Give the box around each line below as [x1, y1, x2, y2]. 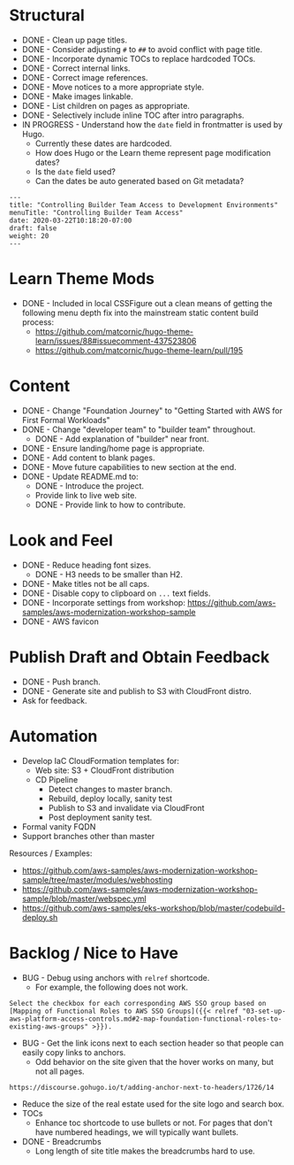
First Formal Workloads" [21, 414, 110, 425]
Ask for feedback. [21, 695, 87, 706]
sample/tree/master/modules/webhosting [21, 874, 173, 885]
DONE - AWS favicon [21, 616, 100, 627]
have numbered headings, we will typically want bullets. [34, 1126, 239, 1138]
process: [21, 316, 55, 328]
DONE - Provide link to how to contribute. [34, 499, 186, 510]
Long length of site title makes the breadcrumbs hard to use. [34, 1146, 256, 1156]
